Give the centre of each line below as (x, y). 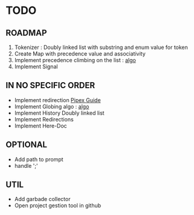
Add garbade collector (42, 199)
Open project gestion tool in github (58, 205)
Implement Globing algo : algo (52, 106)
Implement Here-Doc (40, 126)
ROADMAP (26, 33)
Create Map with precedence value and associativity (80, 54)
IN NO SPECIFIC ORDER (50, 85)
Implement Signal (36, 66)
